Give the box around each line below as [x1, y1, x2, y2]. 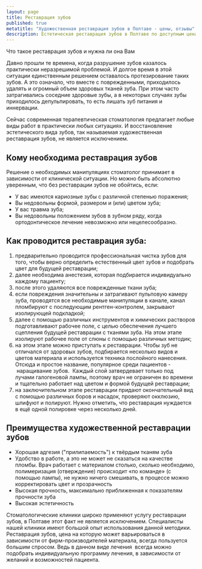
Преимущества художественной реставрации [6, 423, 191, 434]
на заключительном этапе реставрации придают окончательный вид [14, 386, 194, 393]
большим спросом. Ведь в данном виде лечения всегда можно [6, 543, 172, 550]
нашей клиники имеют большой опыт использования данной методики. [6, 524, 191, 531]
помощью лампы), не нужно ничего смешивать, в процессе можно [14, 474, 189, 481]
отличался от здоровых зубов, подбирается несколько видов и [14, 347, 179, 355]
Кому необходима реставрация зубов [6, 152, 158, 163]
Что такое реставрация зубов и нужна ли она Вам [6, 48, 135, 55]
